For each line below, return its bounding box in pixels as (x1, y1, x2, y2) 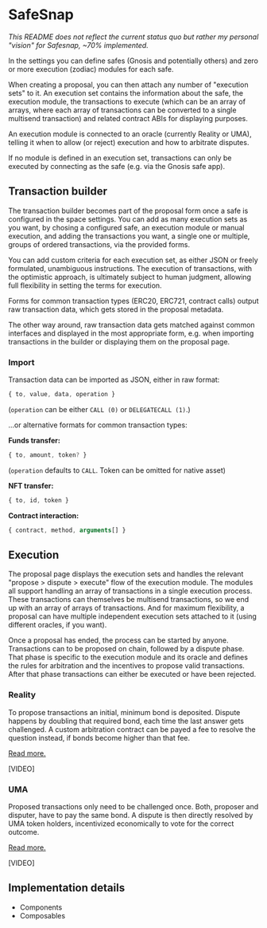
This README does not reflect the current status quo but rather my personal (8, 32, 259, 41)
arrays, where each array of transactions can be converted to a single (8, 105, 237, 115)
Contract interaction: (8, 510, 79, 520)
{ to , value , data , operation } (8, 391, 115, 399)
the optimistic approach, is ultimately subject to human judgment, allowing (8, 272, 252, 281)
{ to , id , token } (8, 496, 69, 504)
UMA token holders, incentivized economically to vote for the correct (8, 819, 234, 828)
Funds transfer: (8, 435, 61, 445)
